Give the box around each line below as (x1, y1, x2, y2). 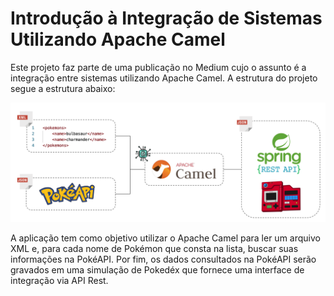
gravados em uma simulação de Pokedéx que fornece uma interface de (10, 263, 305, 276)
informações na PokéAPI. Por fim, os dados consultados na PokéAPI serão (10, 253, 317, 265)
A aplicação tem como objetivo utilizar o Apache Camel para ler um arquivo (10, 232, 321, 244)
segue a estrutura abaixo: (10, 82, 116, 94)
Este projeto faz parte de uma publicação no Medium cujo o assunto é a (10, 61, 307, 73)
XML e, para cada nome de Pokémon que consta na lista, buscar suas (10, 242, 299, 254)
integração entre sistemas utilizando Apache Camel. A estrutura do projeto (10, 72, 318, 84)
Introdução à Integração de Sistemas (10, 7, 323, 30)
